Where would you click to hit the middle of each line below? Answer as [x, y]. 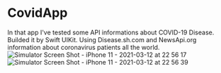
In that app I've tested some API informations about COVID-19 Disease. [111, 32]
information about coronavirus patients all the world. [84, 47]
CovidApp [38, 13]
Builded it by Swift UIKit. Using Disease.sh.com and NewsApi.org [102, 39]
